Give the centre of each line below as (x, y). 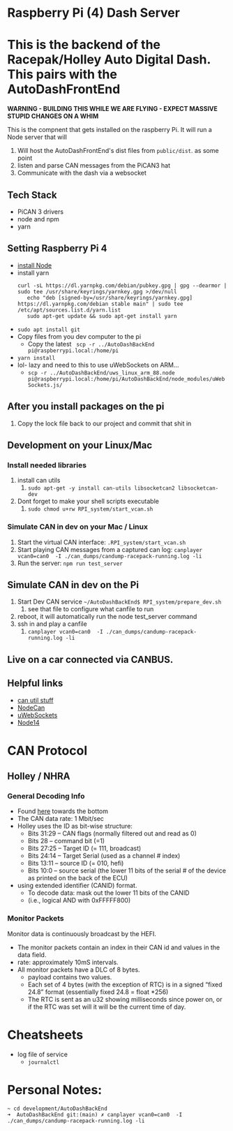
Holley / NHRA (39, 776)
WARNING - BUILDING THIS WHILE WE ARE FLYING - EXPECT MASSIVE (113, 109)
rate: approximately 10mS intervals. (68, 962)
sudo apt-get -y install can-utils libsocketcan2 (102, 488)
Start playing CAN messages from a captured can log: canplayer (110, 549)
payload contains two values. (70, 977)
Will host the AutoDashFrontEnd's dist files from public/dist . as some (118, 151)
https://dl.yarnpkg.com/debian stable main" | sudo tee (100, 304)
